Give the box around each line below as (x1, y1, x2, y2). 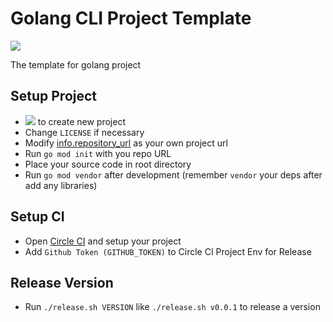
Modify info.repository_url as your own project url (24, 137, 228, 149)
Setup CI (10, 208, 65, 226)
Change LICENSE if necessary (24, 126, 145, 138)
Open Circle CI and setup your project (24, 235, 182, 247)
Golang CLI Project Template (10, 7, 252, 30)
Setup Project (10, 88, 98, 105)
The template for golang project (10, 58, 142, 71)
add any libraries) (24, 179, 98, 191)
